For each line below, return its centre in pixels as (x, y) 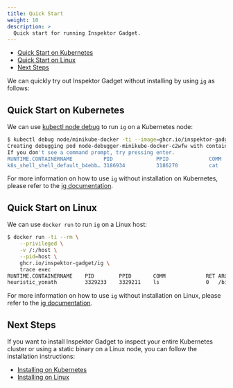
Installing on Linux (43, 377)
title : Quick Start (35, 14)
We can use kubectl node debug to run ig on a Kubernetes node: (100, 127)
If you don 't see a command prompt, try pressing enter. (91, 152)
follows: (18, 88)
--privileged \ (42, 244)
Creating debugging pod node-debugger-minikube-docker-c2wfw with (105, 146)
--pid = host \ (38, 256)
